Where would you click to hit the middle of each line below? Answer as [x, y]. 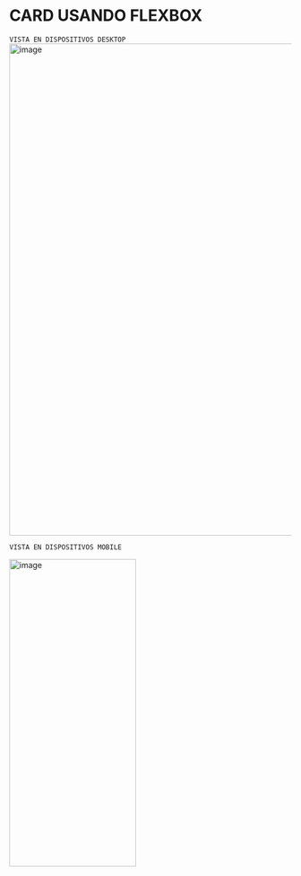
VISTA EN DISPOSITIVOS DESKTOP [68, 39]
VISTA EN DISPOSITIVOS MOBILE [66, 547]
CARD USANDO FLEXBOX [106, 16]
